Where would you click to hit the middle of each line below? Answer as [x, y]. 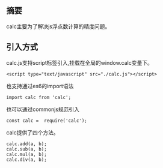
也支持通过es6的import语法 [40, 86]
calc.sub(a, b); [26, 149]
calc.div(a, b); [26, 160]
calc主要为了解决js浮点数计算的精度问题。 [58, 26]
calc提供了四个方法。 [32, 132]
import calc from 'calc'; [38, 97]
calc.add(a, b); [26, 144]
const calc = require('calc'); [47, 121]
